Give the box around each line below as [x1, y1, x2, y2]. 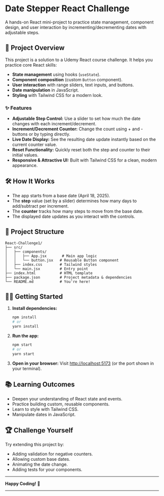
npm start [12, 342, 33, 348]
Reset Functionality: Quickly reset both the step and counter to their [12, 147, 150, 153]
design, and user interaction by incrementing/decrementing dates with [5, 24, 146, 30]
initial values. [12, 152, 39, 158]
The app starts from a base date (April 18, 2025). [12, 192, 110, 198]
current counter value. [12, 142, 57, 147]
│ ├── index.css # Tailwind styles [5, 262, 97, 267]
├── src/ [5, 245, 23, 250]
